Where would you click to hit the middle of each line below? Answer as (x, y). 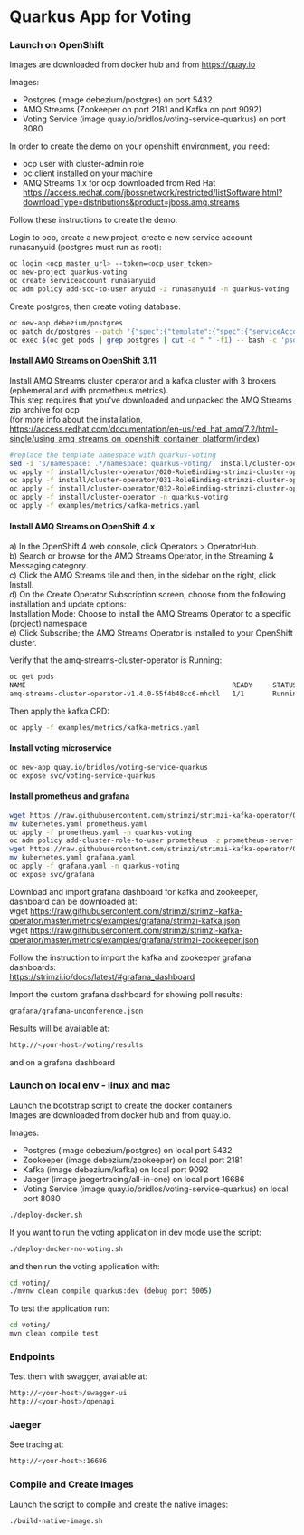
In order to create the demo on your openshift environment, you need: (139, 146)
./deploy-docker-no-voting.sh (66, 1248)
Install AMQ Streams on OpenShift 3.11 (83, 361)
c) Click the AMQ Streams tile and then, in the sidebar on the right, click (143, 575)
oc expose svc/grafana (52, 874)
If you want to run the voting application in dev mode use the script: (136, 1232)
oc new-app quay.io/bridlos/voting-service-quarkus (109, 767)
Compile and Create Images (71, 1484)
